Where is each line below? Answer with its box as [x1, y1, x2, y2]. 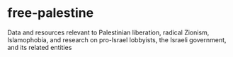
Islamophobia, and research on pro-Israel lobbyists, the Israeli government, [7, 35, 227, 44]
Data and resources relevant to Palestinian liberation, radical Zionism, [7, 28, 210, 37]
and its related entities [7, 43, 72, 51]
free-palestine [7, 5, 94, 21]
